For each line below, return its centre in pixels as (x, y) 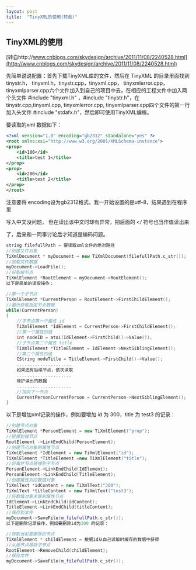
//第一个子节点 (22, 294)
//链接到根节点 (22, 437)
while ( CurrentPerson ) (32, 310)
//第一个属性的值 (34, 332)
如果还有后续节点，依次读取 (45, 370)
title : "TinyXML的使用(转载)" (42, 17)
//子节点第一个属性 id (41, 321)
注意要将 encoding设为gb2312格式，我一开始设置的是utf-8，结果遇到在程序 (97, 202)
